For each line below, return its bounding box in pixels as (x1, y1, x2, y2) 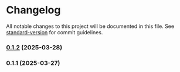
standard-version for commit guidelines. (6, 28, 103, 35)
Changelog (6, 3, 61, 17)
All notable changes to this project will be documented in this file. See (6, 23, 175, 30)
